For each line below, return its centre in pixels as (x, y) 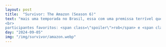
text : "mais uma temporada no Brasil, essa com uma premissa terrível (79, 19)
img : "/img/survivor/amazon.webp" (41, 37)
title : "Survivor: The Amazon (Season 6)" (51, 14)
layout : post (19, 10)
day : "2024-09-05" (24, 32)
